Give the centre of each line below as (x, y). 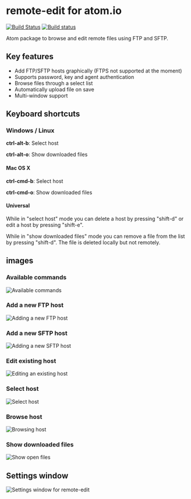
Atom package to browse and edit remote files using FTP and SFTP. (87, 38)
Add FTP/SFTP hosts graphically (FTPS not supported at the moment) (98, 71)
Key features (30, 57)
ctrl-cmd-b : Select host (35, 181)
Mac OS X (18, 168)
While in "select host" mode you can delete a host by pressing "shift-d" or (95, 219)
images (20, 261)
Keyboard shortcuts (43, 114)
